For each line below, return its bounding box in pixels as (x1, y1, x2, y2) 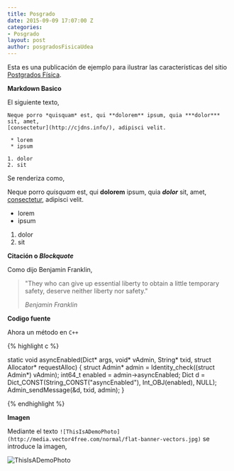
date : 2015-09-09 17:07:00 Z (7, 17, 94, 24)
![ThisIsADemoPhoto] (59, 428, 121, 435)
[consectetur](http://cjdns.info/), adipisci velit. (7, 124, 167, 131)
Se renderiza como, (7, 174, 65, 182)
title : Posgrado (7, 10, 55, 18)
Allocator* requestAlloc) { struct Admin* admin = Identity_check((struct (7, 363, 215, 372)
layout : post (7, 37, 46, 44)
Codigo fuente (7, 314, 51, 323)
